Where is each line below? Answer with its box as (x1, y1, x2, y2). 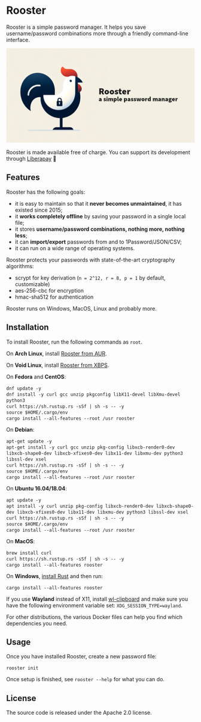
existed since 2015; (14, 206, 63, 213)
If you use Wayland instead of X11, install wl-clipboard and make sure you (6, 595, 188, 603)
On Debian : (6, 426, 35, 433)
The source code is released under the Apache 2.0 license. (6, 709, 153, 717)
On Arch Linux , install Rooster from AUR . (6, 350, 108, 357)
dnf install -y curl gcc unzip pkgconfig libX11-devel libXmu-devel (6, 391, 181, 398)
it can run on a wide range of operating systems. (14, 244, 135, 252)
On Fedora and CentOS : (6, 373, 66, 380)
